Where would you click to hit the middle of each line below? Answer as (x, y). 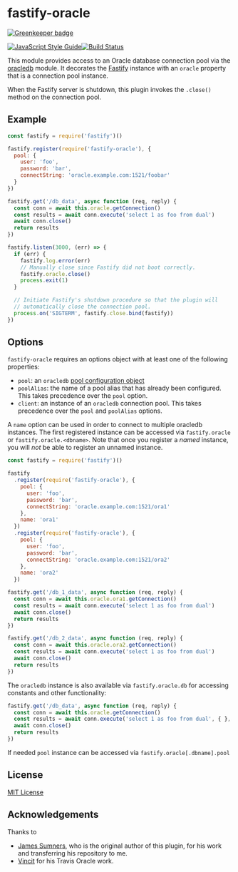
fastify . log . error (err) (56, 261)
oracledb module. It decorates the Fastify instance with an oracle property (117, 68)
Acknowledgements (53, 815)
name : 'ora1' (40, 520)
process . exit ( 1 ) (45, 281)
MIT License (26, 792)
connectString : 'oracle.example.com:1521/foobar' (95, 175)
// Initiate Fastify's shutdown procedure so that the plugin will (116, 300)
